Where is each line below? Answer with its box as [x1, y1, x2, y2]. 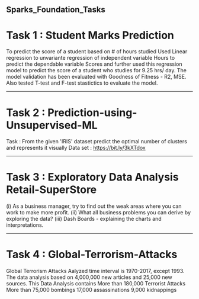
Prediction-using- [47, 106, 137, 119]
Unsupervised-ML [6, 118, 98, 132]
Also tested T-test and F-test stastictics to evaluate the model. [6, 79, 158, 86]
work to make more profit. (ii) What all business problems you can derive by [6, 209, 191, 216]
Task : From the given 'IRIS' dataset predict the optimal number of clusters [6, 138, 188, 145]
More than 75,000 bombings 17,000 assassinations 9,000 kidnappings [6, 287, 177, 294]
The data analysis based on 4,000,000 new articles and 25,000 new [6, 274, 173, 281]
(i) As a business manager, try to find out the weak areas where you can [6, 202, 182, 210]
